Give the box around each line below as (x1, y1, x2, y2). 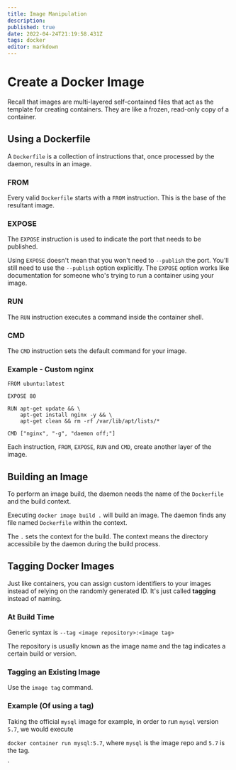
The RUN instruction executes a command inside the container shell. (7, 313, 204, 321)
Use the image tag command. (7, 683, 94, 692)
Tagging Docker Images (7, 560, 115, 573)
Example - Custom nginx (7, 364, 94, 374)
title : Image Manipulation (7, 10, 87, 18)
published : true (7, 23, 55, 31)
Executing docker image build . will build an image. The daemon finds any (7, 511, 227, 519)
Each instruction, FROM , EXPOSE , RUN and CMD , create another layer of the (7, 443, 212, 451)
